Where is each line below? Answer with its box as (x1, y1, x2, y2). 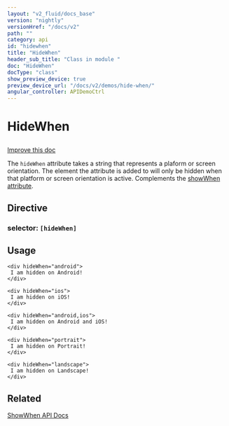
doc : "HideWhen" (7, 62, 55, 69)
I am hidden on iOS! (10, 294, 71, 301)
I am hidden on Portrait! (10, 343, 86, 350)
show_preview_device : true (7, 75, 86, 83)
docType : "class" (7, 69, 58, 76)
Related (7, 392, 42, 404)
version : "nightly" (7, 17, 64, 24)
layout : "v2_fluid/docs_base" (7, 10, 96, 18)
